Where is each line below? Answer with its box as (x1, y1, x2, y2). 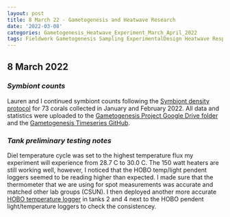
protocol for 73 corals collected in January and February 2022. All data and (7, 104, 220, 112)
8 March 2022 (7, 61, 68, 73)
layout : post (7, 10, 44, 17)
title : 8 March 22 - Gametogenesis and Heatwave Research (7, 16, 176, 23)
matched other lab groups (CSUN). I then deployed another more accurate (7, 188, 217, 196)
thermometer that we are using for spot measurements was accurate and (7, 181, 214, 189)
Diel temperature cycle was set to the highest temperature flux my (7, 151, 194, 159)
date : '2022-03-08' (7, 23, 63, 29)
